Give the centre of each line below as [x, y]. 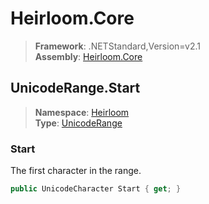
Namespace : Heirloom [82, 112]
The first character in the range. [76, 171]
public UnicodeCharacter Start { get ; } [96, 189]
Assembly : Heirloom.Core [88, 56]
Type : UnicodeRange [78, 123]
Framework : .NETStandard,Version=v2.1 [117, 46]
